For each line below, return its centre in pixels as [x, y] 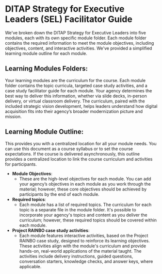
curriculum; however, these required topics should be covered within [88, 220]
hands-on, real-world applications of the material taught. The [80, 251]
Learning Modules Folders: [47, 69]
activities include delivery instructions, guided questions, [76, 256]
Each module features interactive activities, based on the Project [84, 235]
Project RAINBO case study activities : [51, 230]
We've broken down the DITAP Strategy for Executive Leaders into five [76, 33]
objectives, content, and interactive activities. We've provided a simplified [79, 48]
